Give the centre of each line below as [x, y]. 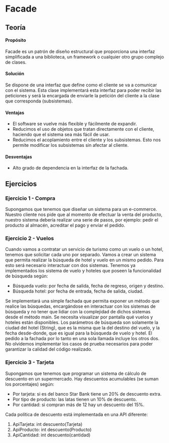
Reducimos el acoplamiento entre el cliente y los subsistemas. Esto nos [87, 140]
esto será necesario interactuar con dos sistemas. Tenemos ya [70, 265]
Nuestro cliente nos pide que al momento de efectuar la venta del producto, [84, 214]
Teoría [16, 27]
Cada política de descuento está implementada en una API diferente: [76, 414]
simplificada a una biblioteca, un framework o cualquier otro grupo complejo [84, 57]
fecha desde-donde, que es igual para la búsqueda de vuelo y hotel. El [79, 333]
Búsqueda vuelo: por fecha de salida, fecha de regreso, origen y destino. [88, 286]
